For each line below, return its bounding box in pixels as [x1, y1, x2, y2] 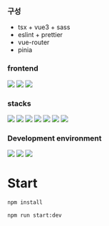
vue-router [17, 38, 50, 47]
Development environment [7, 133, 102, 143]
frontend [7, 63, 39, 73]
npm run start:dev [7, 212, 62, 219]
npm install [7, 199, 43, 206]
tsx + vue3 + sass [17, 23, 71, 31]
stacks [7, 98, 32, 108]
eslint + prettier [17, 31, 63, 39]
